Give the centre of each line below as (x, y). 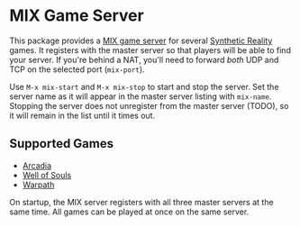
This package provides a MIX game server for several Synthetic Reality (141, 41)
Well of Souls (47, 175)
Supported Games (62, 144)
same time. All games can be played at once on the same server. (129, 212)
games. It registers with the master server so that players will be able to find (150, 50)
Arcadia (37, 165)
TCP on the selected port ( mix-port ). (77, 69)
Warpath (38, 185)
